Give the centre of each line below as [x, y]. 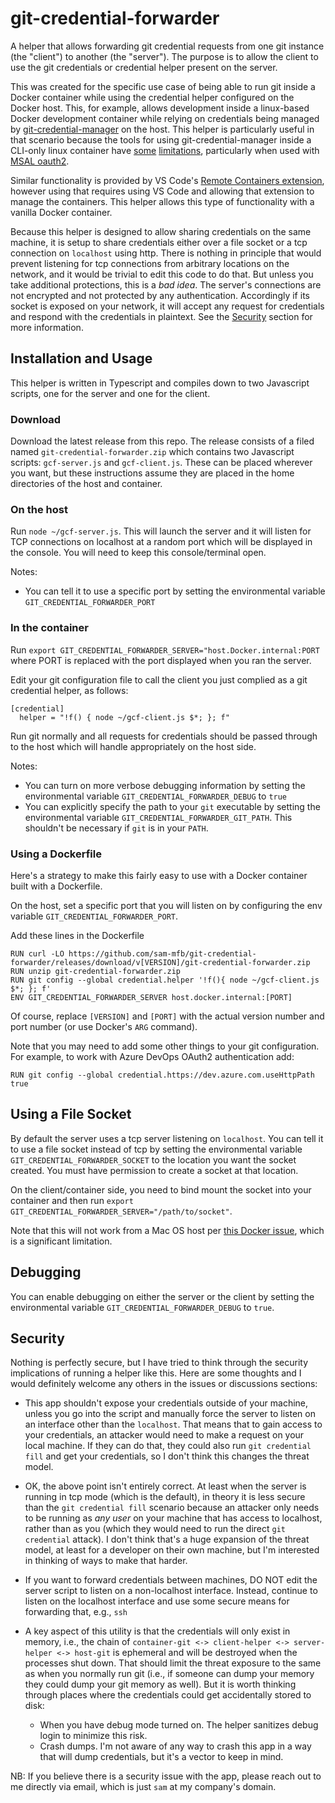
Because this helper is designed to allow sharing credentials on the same [161, 231]
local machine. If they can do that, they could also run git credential [168, 1446]
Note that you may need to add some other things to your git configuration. [165, 1046]
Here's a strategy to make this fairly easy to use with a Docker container [159, 875]
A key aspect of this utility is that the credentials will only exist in [157, 1631]
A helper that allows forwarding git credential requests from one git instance [167, 46]
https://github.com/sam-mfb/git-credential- [162, 953]
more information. [47, 327]
